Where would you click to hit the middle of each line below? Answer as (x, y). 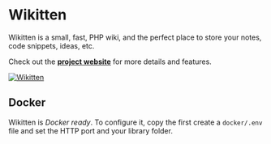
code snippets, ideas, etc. (52, 45)
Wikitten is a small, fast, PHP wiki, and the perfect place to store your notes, (135, 37)
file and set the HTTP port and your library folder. (90, 130)
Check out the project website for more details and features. (110, 61)
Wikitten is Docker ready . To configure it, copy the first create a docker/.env (135, 122)
